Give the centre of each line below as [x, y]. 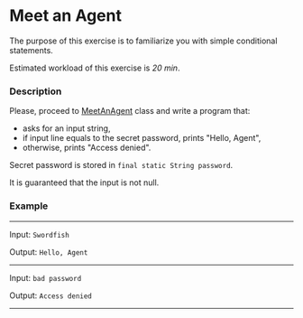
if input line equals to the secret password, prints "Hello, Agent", [142, 138]
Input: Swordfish [39, 234]
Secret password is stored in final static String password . [121, 165]
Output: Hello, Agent [49, 252]
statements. [32, 50]
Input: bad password [46, 277]
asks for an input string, [66, 128]
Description [36, 91]
